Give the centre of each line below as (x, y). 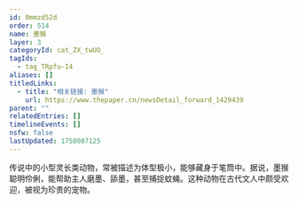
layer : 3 (25, 42)
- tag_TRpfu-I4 (45, 67)
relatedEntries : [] (45, 116)
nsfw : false (31, 133)
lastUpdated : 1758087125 (55, 141)
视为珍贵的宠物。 (63, 189)
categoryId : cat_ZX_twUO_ (57, 51)
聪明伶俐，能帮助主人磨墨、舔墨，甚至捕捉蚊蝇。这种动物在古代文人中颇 (141, 178)
